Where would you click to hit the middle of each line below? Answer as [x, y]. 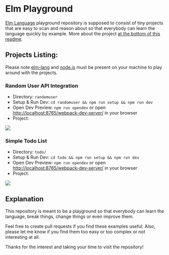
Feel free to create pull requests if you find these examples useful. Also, [80, 227]
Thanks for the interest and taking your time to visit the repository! [74, 247]
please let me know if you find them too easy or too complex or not [75, 232]
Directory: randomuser [35, 97]
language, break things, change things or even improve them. [70, 216]
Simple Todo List [26, 141]
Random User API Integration [42, 86]
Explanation [25, 199]
